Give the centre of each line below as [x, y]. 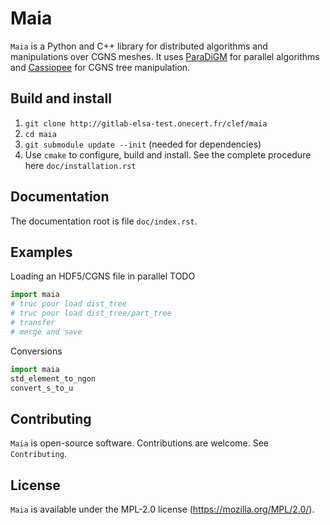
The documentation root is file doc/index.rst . [104, 221]
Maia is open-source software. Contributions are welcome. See [140, 443]
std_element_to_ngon [53, 378]
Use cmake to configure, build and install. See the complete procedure [168, 154]
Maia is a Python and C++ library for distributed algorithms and [139, 46]
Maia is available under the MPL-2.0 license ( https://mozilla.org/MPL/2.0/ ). [162, 509]
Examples [41, 252]
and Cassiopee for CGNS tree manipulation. [100, 67]
